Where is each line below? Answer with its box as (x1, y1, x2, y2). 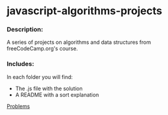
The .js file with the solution (15, 85, 83, 92)
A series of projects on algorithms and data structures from (7, 39, 151, 46)
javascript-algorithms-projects (7, 4, 162, 18)
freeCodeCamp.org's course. (7, 45, 78, 52)
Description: (7, 25, 43, 34)
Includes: (7, 60, 34, 68)
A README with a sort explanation (15, 91, 99, 98)
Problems (7, 103, 30, 110)
